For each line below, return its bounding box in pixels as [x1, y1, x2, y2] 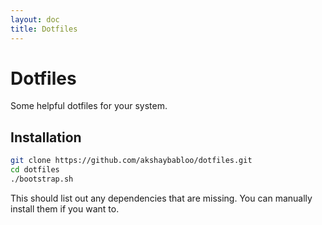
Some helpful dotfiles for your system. [10, 100, 168, 112]
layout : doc [10, 14, 60, 25]
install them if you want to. [10, 202, 120, 215]
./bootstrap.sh [10, 174, 74, 184]
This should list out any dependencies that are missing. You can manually [10, 192, 313, 204]
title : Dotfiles [10, 24, 78, 34]
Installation [10, 129, 82, 146]
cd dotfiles [10, 165, 60, 175]
